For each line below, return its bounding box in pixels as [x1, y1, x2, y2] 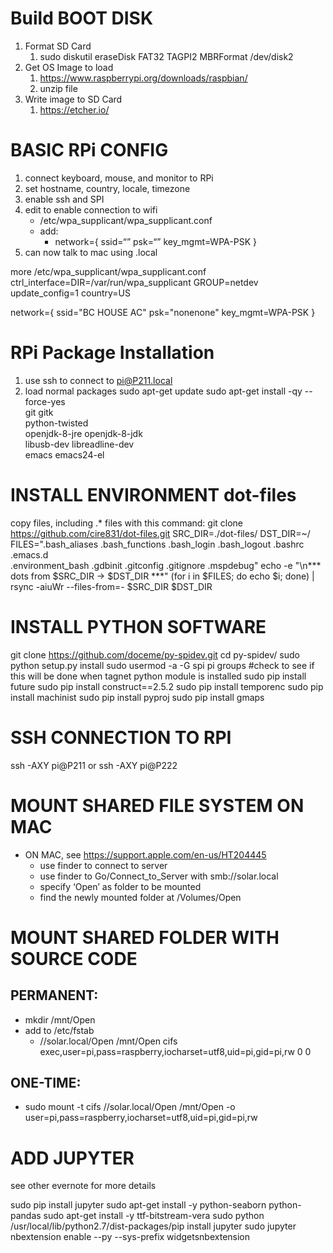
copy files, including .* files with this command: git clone [10, 517, 244, 529]
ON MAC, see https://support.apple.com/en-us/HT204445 [24, 848, 267, 861]
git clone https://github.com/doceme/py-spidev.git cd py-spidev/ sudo [10, 648, 300, 661]
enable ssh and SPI [24, 193, 105, 205]
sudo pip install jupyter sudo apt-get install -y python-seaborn [10, 1199, 267, 1211]
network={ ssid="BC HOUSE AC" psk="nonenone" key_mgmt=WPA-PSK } [10, 306, 316, 318]
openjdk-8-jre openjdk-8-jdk [24, 427, 143, 439]
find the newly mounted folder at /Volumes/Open [39, 891, 242, 903]
